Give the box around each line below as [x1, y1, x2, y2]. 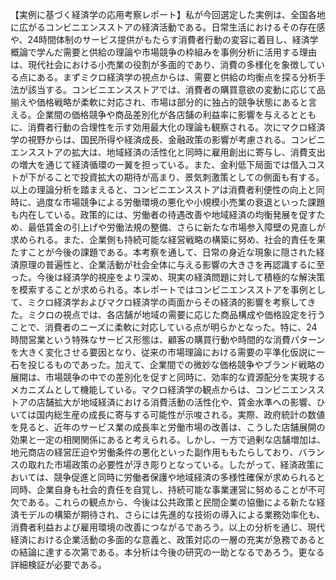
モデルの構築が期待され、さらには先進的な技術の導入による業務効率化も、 [18, 509, 326, 520]
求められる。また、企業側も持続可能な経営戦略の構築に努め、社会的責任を [10, 234, 317, 245]
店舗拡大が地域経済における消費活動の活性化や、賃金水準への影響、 [36, 396, 317, 408]
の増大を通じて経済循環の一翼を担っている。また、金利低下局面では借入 [10, 159, 308, 170]
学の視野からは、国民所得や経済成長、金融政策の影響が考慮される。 [10, 134, 291, 145]
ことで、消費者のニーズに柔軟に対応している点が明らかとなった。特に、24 [10, 321, 318, 333]
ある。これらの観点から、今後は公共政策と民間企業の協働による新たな [27, 496, 317, 508]
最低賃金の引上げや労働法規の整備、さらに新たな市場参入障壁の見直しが [27, 221, 326, 233]
